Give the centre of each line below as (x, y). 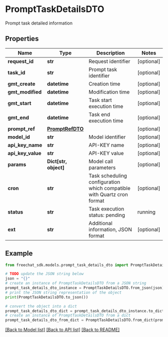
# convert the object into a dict (41, 306)
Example (19, 253)
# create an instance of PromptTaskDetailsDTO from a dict (68, 315)
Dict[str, (57, 161)
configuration (104, 182)
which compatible (110, 188)
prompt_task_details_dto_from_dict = (44, 320)
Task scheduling (108, 175)
